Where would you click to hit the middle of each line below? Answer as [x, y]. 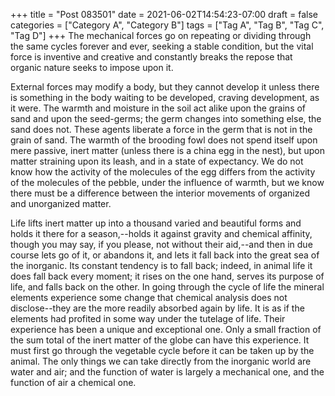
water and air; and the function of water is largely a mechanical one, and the [167, 372]
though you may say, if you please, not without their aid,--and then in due [161, 244]
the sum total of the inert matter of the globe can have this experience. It [160, 340]
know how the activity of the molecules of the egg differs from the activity [163, 172]
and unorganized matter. [61, 203]
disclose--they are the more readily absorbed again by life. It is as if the [157, 308]
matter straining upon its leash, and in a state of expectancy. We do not [157, 161]
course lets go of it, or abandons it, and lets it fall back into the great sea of [165, 255]
